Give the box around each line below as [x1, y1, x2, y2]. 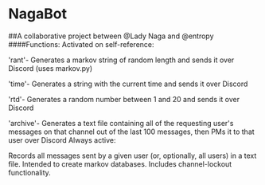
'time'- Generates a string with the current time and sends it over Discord [8, 79, 248, 89]
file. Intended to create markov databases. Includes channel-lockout [8, 159, 232, 168]
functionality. [8, 167, 52, 177]
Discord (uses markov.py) [8, 63, 93, 73]
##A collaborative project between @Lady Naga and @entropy [8, 31, 214, 41]
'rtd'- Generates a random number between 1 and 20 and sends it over [8, 94, 240, 104]
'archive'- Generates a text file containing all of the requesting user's [8, 118, 234, 128]
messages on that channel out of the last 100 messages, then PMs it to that [8, 127, 255, 136]
